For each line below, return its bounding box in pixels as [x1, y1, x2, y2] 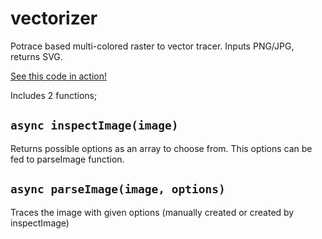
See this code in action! [10, 70, 108, 82]
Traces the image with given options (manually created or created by [10, 206, 295, 218]
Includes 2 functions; [10, 89, 98, 101]
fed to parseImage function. [10, 153, 125, 165]
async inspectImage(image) [10, 118, 179, 133]
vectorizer [10, 7, 98, 30]
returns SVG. [10, 50, 63, 62]
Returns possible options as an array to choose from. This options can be [10, 142, 313, 154]
